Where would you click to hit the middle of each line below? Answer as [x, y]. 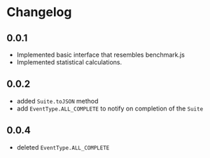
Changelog [39, 12]
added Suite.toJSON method [57, 101]
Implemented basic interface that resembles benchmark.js [100, 55]
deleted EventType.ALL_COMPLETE [63, 147]
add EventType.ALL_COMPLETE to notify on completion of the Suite [110, 108]
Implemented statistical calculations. [69, 62]
